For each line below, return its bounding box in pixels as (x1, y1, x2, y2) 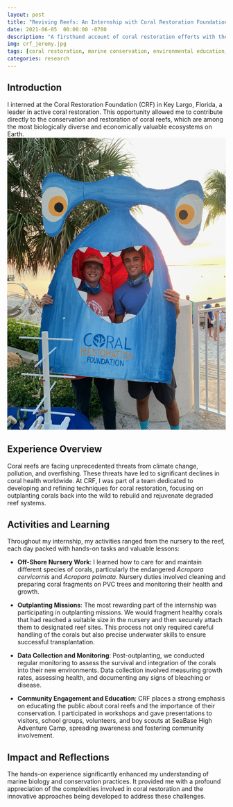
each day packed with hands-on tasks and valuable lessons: (7, 544, 180, 553)
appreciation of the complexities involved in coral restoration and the (7, 785, 203, 793)
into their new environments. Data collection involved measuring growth (17, 666, 223, 674)
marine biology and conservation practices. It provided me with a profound (7, 777, 221, 785)
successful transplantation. (17, 638, 95, 646)
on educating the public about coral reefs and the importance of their (17, 702, 216, 710)
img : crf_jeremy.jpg (7, 40, 67, 48)
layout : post (7, 11, 45, 18)
